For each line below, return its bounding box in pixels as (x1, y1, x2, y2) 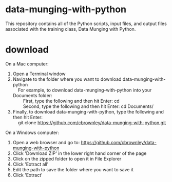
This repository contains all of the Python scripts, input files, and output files (5, 20, 167, 27)
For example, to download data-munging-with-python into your (17, 87, 152, 93)
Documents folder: (12, 92, 52, 98)
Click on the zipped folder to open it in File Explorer (12, 155, 122, 162)
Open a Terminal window (12, 71, 66, 77)
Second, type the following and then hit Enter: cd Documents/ (23, 103, 154, 109)
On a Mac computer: (5, 60, 49, 67)
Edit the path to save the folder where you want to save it (12, 166, 133, 172)
